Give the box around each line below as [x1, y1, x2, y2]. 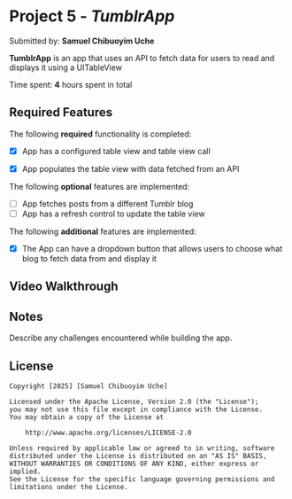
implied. [9, 467, 42, 476]
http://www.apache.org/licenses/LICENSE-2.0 [25, 428, 192, 438]
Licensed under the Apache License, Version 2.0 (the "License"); [9, 397, 259, 407]
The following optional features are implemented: [9, 181, 190, 191]
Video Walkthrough [9, 279, 119, 294]
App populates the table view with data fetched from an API [21, 163, 240, 174]
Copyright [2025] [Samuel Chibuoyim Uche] [9, 382, 168, 391]
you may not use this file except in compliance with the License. [9, 405, 264, 414]
